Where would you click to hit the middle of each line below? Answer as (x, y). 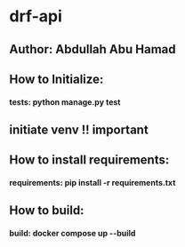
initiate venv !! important (79, 129)
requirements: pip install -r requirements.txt (92, 182)
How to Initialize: (56, 79)
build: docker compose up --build (72, 233)
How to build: (47, 211)
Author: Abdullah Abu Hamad (92, 49)
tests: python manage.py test (65, 102)
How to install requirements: (89, 160)
